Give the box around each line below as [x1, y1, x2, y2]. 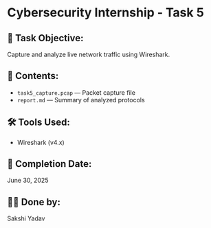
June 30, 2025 [7, 176, 49, 185]
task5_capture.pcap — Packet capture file [16, 88, 136, 97]
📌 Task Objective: [7, 32, 84, 44]
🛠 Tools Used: [7, 117, 71, 128]
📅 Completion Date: [7, 158, 92, 170]
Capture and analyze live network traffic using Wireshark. [7, 50, 170, 58]
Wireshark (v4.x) [16, 138, 65, 146]
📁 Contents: [7, 70, 59, 82]
